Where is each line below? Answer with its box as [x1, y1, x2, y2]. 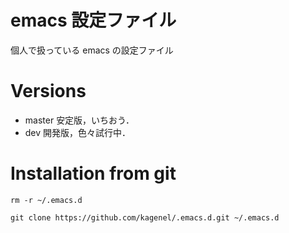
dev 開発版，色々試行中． [24, 126, 132, 138]
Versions [10, 80, 87, 103]
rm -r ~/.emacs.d [10, 195, 83, 205]
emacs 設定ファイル [10, 9, 177, 32]
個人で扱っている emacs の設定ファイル [10, 44, 174, 56]
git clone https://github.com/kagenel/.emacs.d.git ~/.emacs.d [10, 212, 280, 223]
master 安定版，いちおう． [24, 114, 135, 126]
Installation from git [10, 162, 177, 185]
